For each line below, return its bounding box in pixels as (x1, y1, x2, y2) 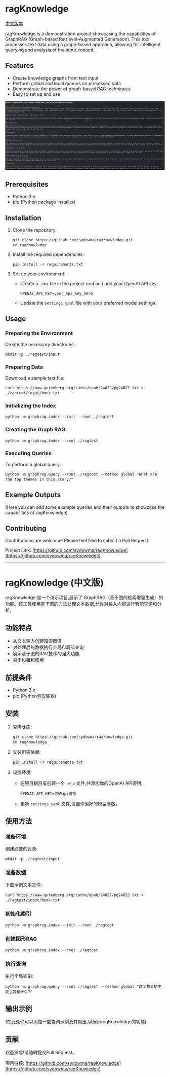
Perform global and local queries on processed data (12, 80, 121, 86)
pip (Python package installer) (12, 199, 76, 205)
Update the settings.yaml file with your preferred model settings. (20, 300, 157, 306)
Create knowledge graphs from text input (12, 75, 99, 81)
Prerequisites (5, 180, 49, 189)
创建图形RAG (5, 936, 37, 942)
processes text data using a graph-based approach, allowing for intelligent (5, 41, 161, 47)
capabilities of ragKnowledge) (5, 509, 68, 515)
